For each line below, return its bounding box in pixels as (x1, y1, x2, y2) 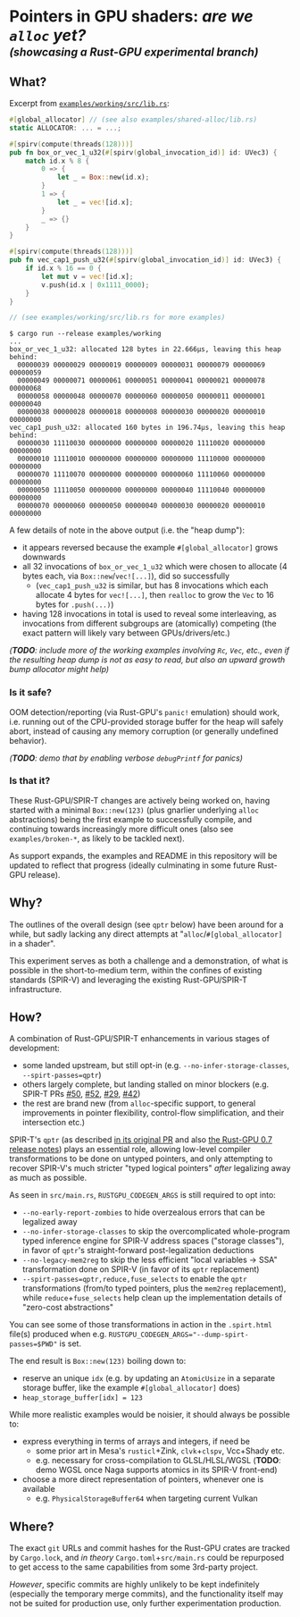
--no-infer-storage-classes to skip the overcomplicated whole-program (21, 1226, 290, 1237)
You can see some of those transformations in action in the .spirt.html (9, 1319, 272, 1330)
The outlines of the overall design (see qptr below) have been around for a (9, 919, 284, 930)
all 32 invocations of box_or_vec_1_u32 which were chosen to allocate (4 (21, 561, 287, 572)
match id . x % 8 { (25, 156, 90, 165)
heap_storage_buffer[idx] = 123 (21, 1394, 143, 1402)
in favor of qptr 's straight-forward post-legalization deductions (21, 1245, 254, 1256)
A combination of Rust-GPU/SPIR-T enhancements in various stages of (9, 1033, 271, 1044)
